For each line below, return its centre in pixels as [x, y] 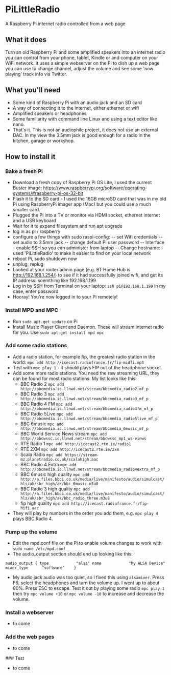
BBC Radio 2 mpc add [42, 384]
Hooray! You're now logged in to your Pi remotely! [65, 297]
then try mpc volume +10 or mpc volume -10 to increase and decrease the [88, 594]
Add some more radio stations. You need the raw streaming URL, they [86, 373]
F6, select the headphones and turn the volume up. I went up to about [86, 583]
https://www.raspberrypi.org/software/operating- [95, 188]
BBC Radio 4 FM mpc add [46, 404]
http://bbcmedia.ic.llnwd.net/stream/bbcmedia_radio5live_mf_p [89, 419]
